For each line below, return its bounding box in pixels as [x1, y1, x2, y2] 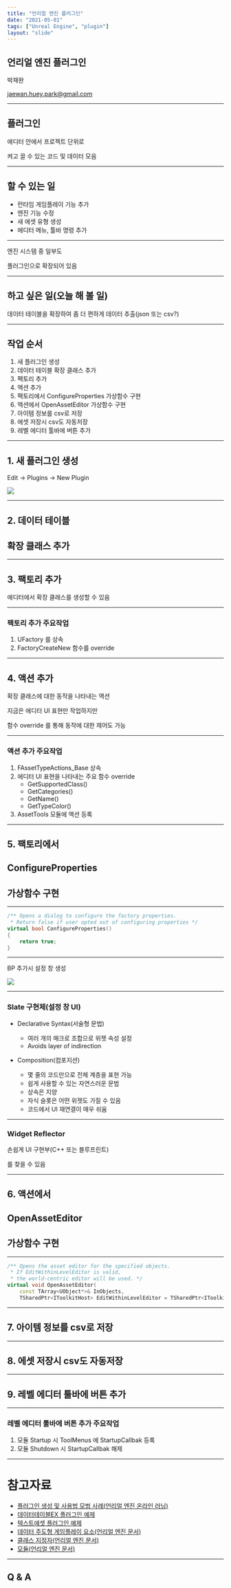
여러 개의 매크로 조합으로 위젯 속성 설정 [27, 1034, 133, 1042]
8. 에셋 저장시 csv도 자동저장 [7, 1356, 124, 1367]
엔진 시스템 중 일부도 [7, 247, 63, 255]
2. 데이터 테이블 [7, 514, 70, 526]
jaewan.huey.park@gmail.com [7, 90, 93, 98]
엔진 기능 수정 [16, 208, 54, 217]
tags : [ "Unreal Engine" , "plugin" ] [7, 23, 109, 30]
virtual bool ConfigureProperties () [7, 925, 112, 932]
